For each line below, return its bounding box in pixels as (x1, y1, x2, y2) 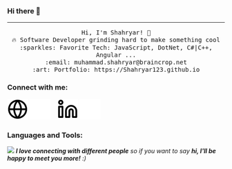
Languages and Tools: (7, 130, 83, 140)
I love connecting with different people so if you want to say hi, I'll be (15, 146, 216, 155)
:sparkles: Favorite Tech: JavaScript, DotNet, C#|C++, (19, 44, 213, 52)
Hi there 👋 (7, 6, 41, 16)
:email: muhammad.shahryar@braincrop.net (44, 59, 188, 66)
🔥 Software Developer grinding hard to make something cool (11, 36, 221, 44)
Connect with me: (7, 83, 68, 92)
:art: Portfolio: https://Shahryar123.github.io (32, 66, 200, 74)
